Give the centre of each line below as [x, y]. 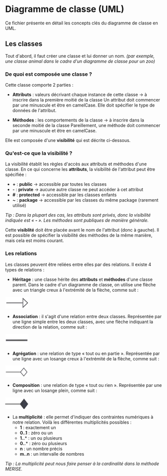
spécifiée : [16, 175]
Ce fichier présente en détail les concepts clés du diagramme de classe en [82, 23]
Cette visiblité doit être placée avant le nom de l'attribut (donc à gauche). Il [82, 230]
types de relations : [25, 269]
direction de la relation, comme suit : [50, 327]
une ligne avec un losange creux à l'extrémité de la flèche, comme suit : [86, 358]
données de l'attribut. [34, 111]
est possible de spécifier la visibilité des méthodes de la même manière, [79, 236]
